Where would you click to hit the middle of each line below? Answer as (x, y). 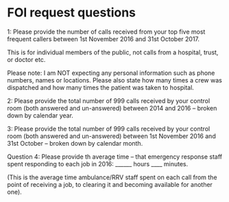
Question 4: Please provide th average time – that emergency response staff (115, 157)
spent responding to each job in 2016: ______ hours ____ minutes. (98, 164)
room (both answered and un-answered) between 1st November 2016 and (111, 136)
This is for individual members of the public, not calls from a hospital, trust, (113, 52)
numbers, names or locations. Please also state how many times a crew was (115, 80)
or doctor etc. (26, 59)
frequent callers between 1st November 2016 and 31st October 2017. (104, 38)
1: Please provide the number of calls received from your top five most (106, 32)
